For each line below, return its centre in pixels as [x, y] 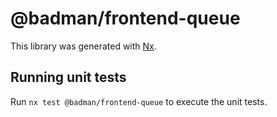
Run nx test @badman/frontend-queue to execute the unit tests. [139, 101]
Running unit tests [68, 77]
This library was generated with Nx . [83, 46]
